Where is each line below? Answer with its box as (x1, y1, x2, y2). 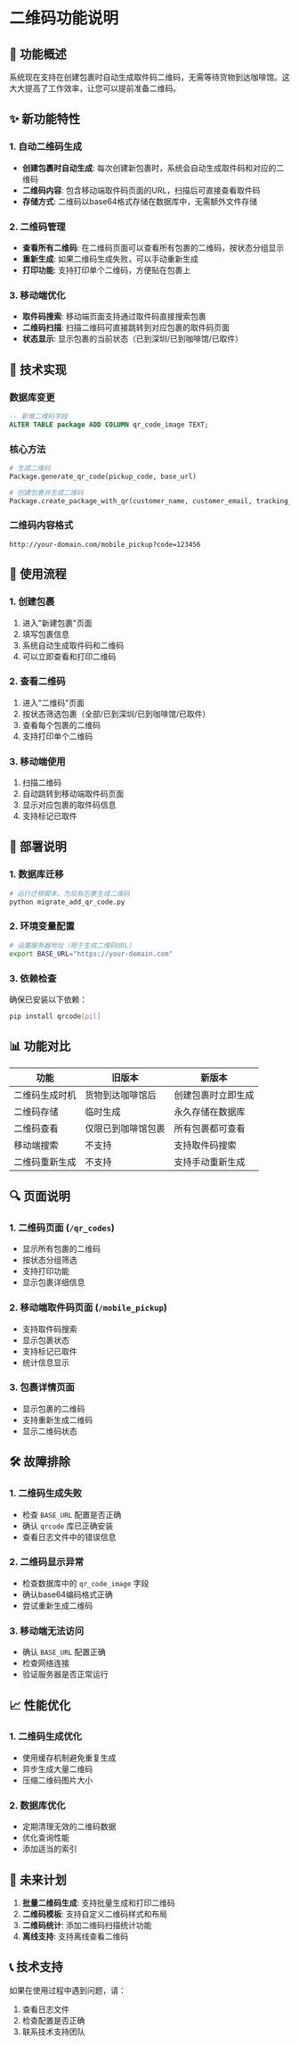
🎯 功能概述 (9, 46, 67, 62)
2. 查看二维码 (9, 675, 66, 688)
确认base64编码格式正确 (21, 1589, 113, 1600)
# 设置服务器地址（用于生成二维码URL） (9, 940, 136, 950)
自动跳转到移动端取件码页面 (21, 789, 125, 799)
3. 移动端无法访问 (9, 1625, 85, 1637)
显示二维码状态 (21, 1425, 77, 1436)
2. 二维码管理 (9, 220, 66, 233)
